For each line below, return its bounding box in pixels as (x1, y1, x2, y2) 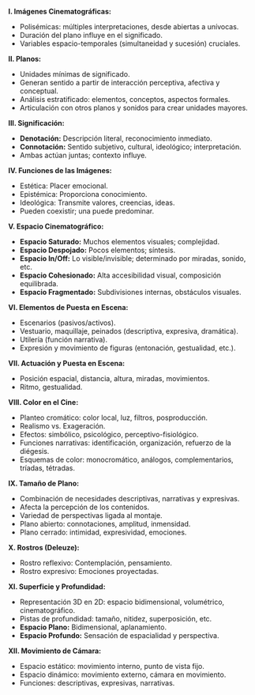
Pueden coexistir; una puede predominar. (19, 206, 155, 216)
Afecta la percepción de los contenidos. (19, 502, 150, 512)
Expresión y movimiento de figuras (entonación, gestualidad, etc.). (19, 343, 236, 353)
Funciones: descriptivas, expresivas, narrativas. (19, 678, 175, 687)
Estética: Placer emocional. (19, 181, 108, 191)
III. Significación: (8, 119, 65, 127)
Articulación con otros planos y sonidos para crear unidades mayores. (19, 103, 249, 112)
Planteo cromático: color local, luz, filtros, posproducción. (19, 413, 208, 422)
